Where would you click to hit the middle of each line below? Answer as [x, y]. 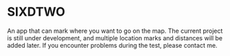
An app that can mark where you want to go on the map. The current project [115, 31]
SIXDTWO [36, 12]
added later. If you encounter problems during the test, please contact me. [112, 45]
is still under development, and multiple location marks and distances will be [115, 38]
